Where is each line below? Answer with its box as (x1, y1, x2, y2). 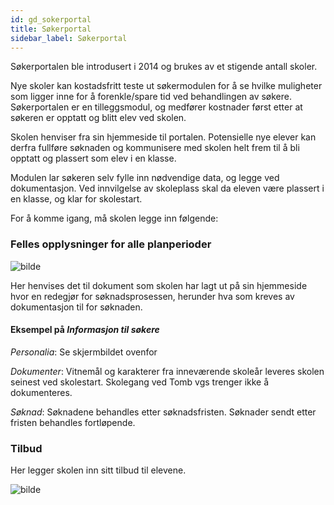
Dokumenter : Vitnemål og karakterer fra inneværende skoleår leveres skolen (10, 365, 325, 377)
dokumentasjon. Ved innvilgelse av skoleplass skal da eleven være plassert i (10, 182, 325, 195)
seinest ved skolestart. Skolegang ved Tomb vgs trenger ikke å (10, 376, 270, 388)
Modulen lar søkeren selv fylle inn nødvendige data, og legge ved (10, 172, 280, 184)
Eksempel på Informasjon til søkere (10, 324, 160, 336)
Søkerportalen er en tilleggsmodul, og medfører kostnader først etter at (10, 101, 303, 113)
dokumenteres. (10, 386, 73, 398)
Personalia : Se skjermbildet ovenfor (10, 346, 158, 358)
